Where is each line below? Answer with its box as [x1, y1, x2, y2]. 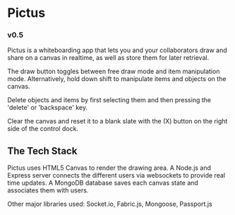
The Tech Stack [7, 145, 78, 156]
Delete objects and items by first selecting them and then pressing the [7, 96, 212, 104]
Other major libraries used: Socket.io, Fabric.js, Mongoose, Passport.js [7, 199, 213, 209]
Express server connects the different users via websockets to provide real [7, 171, 226, 180]
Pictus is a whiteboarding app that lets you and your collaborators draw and [7, 46, 227, 54]
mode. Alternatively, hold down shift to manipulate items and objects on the [7, 75, 227, 83]
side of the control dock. [7, 125, 79, 133]
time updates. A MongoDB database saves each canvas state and [7, 178, 199, 188]
